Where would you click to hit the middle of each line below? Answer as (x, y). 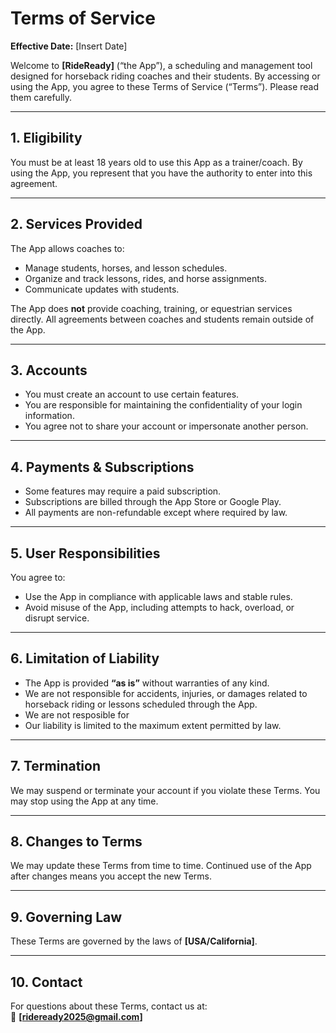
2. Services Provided (76, 224)
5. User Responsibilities (85, 553)
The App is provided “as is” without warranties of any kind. (147, 683)
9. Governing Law (66, 917)
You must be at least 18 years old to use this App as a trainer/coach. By (156, 162)
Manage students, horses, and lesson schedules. (126, 268)
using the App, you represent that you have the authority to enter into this (161, 173)
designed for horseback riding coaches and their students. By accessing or (165, 76)
